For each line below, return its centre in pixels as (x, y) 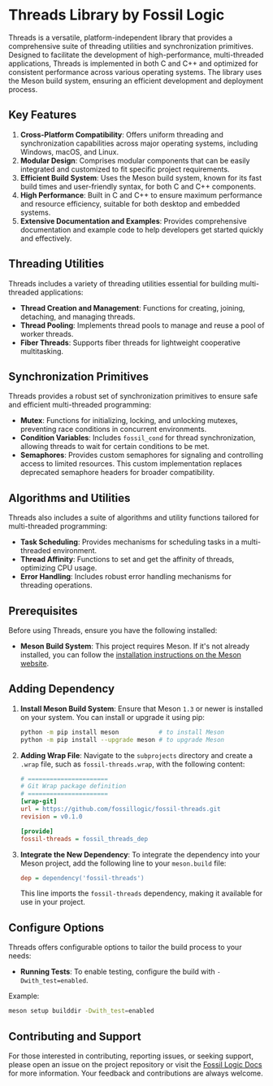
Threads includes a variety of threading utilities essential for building (123, 283)
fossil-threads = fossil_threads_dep (84, 839)
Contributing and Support (75, 1036)
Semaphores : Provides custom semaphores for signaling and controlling (142, 455)
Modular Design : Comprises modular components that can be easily (135, 160)
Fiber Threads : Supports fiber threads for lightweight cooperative (130, 342)
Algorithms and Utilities (69, 498)
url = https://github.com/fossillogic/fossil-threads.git (120, 809)
